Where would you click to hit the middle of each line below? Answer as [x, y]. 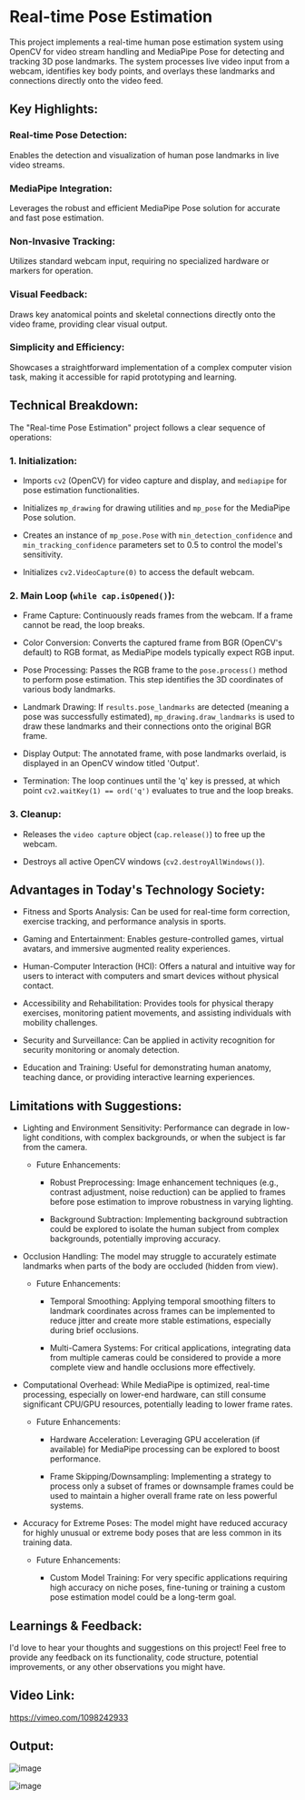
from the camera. [55, 1148]
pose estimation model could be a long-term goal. [143, 1597]
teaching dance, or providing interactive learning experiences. [139, 1077]
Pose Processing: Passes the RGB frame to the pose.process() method [155, 670]
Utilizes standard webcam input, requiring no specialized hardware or [139, 261]
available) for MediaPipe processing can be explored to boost [165, 1450]
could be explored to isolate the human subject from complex [164, 1229]
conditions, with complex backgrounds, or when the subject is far [163, 1138]
